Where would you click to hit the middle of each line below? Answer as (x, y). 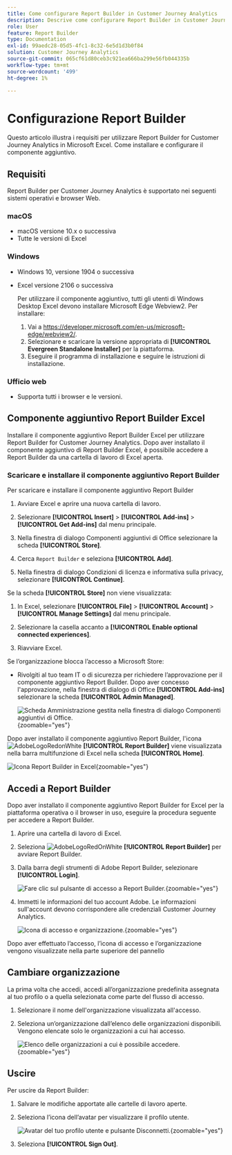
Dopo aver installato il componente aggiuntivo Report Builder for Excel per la (116, 805)
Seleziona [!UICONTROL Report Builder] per (119, 846)
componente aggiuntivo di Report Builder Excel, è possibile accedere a (108, 450)
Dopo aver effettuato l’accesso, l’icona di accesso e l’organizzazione (105, 943)
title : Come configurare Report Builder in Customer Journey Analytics (112, 14)
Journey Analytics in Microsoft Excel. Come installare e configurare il (105, 145)
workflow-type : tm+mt (38, 65)
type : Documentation (37, 40)
